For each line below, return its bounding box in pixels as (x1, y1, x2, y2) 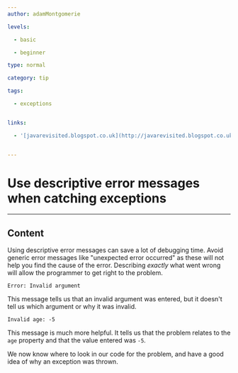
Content (7, 227, 45, 239)
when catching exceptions (7, 190, 166, 206)
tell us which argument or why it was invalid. (7, 303, 137, 311)
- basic (13, 36, 37, 43)
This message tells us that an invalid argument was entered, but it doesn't (7, 295, 223, 303)
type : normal (7, 62, 46, 69)
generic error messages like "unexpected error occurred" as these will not (7, 254, 225, 262)
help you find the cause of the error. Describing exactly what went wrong (7, 261, 221, 270)
